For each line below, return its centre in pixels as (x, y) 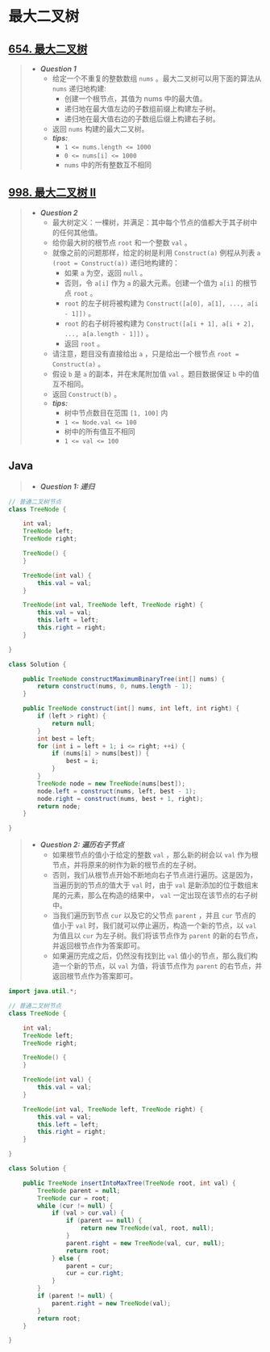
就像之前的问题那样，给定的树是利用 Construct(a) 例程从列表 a (156, 252)
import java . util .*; (43, 992)
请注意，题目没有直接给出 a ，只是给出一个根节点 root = (145, 353)
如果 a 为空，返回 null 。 (106, 272)
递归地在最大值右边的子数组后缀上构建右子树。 (142, 119)
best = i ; (82, 761)
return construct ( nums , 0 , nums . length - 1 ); (115, 687)
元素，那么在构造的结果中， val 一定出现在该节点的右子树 (162, 895)
